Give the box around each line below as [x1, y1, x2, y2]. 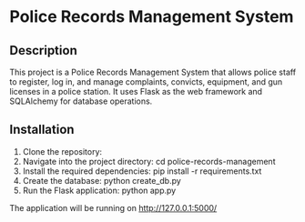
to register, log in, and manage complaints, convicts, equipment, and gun [9, 76, 283, 87]
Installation [9, 122, 75, 137]
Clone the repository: [22, 146, 103, 156]
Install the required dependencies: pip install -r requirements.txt [22, 166, 262, 177]
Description [9, 43, 77, 58]
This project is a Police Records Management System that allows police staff [9, 66, 297, 77]
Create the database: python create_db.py [22, 175, 182, 186]
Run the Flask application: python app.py [22, 185, 177, 196]
